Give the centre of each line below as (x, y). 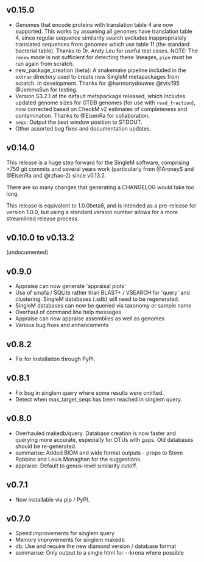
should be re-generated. (46, 446)
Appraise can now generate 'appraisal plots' (71, 286)
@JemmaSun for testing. (46, 89)
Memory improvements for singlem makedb (70, 540)
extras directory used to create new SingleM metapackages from (97, 76)
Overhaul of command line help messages (68, 312)
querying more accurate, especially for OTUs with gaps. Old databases (104, 439)
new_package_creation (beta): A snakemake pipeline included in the (101, 70)
